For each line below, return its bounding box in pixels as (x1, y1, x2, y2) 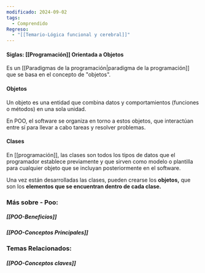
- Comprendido (12, 20, 48, 26)
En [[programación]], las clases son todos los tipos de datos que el (6, 151, 176, 158)
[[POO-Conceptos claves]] (6, 259, 76, 267)
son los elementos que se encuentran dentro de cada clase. (6, 182, 161, 190)
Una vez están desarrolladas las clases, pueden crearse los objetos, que (6, 176, 191, 183)
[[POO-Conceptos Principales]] (6, 228, 88, 236)
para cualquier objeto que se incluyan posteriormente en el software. (6, 164, 181, 172)
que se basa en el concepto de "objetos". (6, 71, 111, 79)
